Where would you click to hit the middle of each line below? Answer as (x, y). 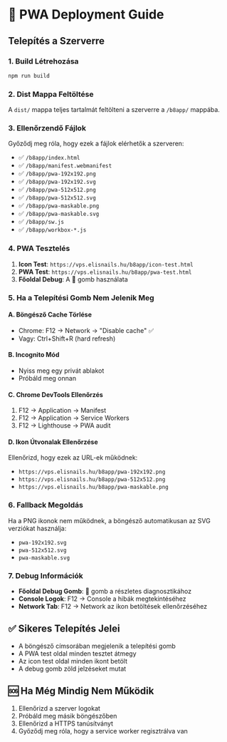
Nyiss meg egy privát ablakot (61, 371)
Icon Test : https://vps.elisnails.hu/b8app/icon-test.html (106, 264)
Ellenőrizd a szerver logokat (59, 708)
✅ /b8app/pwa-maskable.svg (59, 214)
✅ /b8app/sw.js (41, 222)
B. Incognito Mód (34, 355)
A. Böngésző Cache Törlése (50, 315)
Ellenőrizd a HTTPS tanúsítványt (65, 723)
